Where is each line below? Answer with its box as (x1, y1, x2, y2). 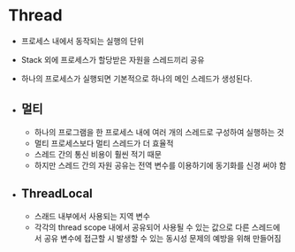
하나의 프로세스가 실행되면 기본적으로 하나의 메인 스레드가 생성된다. (20, 73, 253, 84)
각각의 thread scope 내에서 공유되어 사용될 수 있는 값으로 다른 (34, 222, 250, 233)
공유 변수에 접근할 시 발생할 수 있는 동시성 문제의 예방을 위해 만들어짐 (43, 233, 282, 243)
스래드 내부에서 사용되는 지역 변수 (34, 210, 151, 221)
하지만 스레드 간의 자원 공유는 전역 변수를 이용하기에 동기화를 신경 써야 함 (34, 160, 287, 171)
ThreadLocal (20, 187, 94, 202)
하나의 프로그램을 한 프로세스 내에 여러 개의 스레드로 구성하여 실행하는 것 (34, 126, 284, 137)
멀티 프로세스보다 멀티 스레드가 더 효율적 (34, 138, 174, 149)
